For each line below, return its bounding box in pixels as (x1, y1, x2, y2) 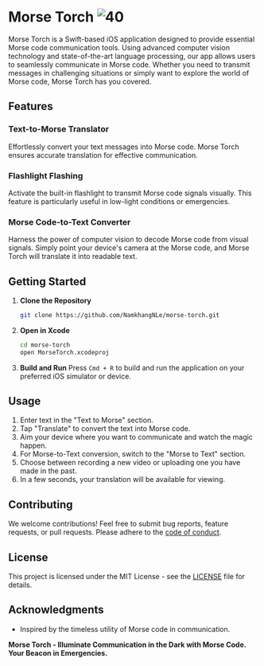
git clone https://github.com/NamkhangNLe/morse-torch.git (19, 311, 220, 319)
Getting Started (8, 275, 87, 288)
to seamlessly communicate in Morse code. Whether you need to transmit (8, 60, 250, 69)
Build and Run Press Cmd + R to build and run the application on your (19, 362, 245, 372)
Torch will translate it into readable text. (8, 252, 138, 261)
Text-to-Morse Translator (8, 123, 110, 135)
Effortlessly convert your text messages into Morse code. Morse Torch (8, 142, 240, 151)
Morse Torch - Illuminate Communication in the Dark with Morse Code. (8, 640, 247, 649)
